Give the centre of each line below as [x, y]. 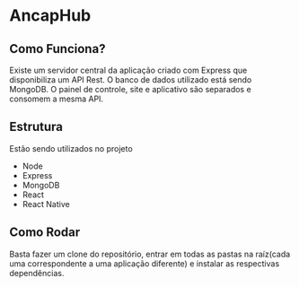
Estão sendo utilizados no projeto [71, 148]
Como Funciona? [57, 49]
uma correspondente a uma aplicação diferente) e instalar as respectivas [145, 263]
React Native [46, 204]
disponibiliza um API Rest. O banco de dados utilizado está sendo [131, 80]
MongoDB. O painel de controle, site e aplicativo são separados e [130, 89]
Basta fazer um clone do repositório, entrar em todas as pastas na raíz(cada [150, 254]
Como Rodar [45, 233]
